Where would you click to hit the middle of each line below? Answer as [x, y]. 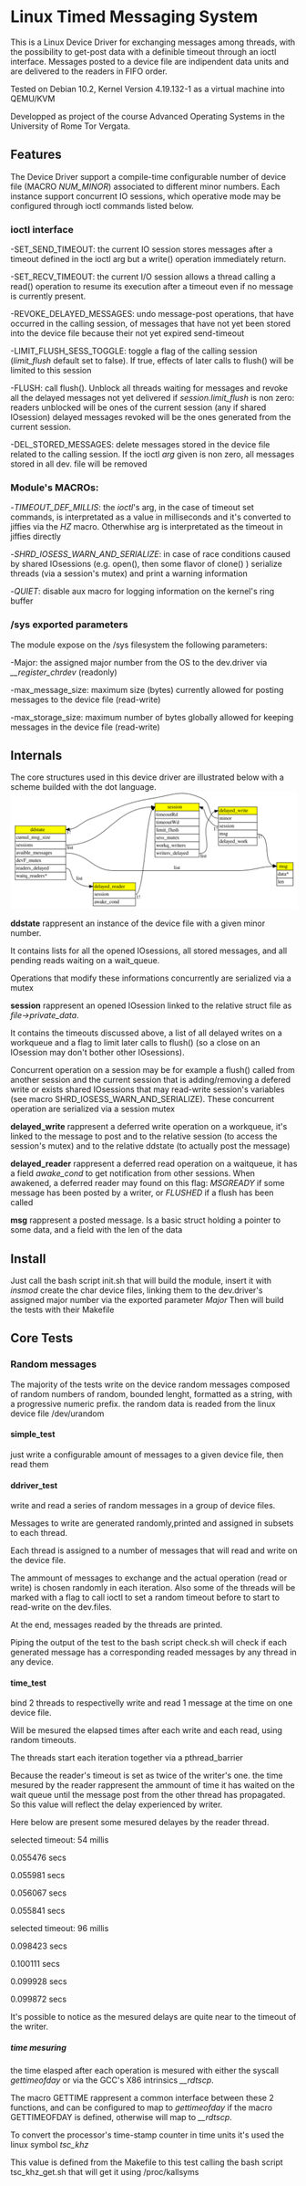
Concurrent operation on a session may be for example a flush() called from [153, 1070]
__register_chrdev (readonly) [64, 672]
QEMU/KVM [33, 99]
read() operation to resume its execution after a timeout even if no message [152, 287]
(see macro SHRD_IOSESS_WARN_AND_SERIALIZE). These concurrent [143, 1099]
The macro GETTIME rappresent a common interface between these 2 [142, 2098]
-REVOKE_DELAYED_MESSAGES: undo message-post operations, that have [152, 314]
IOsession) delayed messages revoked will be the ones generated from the [151, 417]
